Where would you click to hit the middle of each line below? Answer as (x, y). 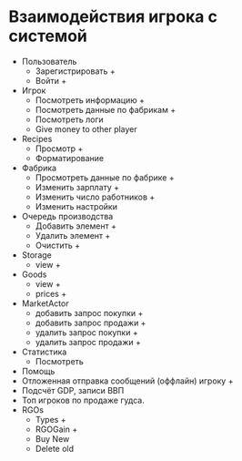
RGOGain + (56, 429)
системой (48, 36)
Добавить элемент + (76, 226)
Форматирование (70, 158)
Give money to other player (86, 128)
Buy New (52, 438)
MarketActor (45, 303)
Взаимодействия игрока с (113, 17)
